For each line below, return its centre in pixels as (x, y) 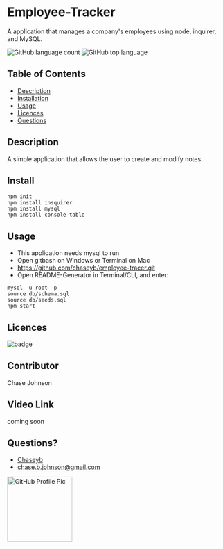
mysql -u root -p (32, 288)
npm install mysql (34, 209)
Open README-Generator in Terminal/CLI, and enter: (93, 275)
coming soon (26, 421)
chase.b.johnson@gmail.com (59, 467)
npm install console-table (46, 215)
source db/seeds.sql (37, 300)
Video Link (30, 405)
